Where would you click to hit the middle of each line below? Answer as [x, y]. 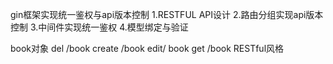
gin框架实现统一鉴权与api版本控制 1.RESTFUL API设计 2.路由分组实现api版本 [167, 14]
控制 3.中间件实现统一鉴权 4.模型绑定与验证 [99, 27]
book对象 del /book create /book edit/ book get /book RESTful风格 [147, 48]
